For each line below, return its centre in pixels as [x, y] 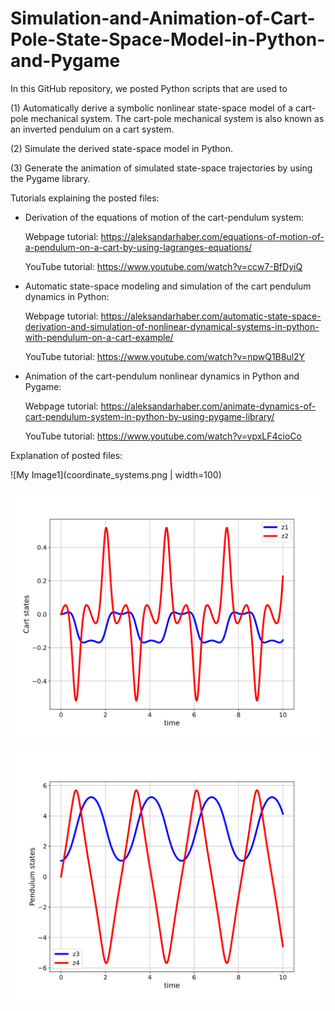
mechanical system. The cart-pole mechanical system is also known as [177, 118]
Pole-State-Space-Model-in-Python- [168, 39]
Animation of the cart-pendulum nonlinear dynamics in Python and [162, 376]
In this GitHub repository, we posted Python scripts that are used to [149, 88]
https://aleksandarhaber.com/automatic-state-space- [211, 316]
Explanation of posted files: [66, 455]
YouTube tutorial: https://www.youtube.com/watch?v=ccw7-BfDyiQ [163, 266]
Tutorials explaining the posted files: [85, 198]
